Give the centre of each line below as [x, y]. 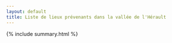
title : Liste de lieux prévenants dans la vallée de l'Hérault [86, 17]
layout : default [26, 11]
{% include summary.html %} [42, 34]
